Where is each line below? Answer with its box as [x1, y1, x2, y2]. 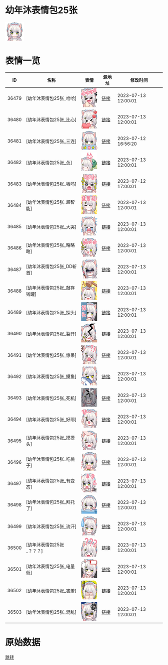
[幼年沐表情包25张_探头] [25, 309, 76, 315]
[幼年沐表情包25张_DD [25, 263, 72, 270]
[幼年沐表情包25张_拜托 [25, 499, 75, 505]
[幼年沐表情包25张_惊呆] [25, 352, 76, 358]
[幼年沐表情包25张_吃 [25, 456, 71, 462]
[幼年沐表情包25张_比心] [25, 116, 76, 123]
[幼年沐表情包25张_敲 [25, 285, 71, 291]
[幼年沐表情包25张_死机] [25, 395, 76, 401]
